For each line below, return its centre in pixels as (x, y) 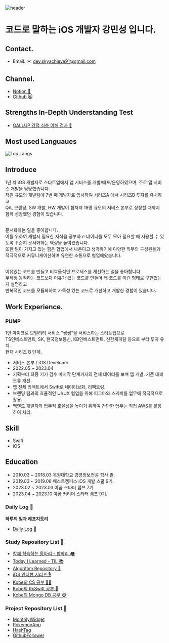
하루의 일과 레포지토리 (27, 519)
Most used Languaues (41, 142)
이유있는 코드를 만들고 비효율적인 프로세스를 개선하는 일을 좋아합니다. (73, 272)
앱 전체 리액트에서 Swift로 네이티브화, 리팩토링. (59, 387)
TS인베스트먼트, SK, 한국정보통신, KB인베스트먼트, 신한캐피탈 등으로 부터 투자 (82, 339)
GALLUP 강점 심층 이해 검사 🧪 (42, 125)
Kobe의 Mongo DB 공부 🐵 (39, 595)
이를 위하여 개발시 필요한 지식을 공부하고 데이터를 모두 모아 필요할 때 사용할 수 (82, 237)
